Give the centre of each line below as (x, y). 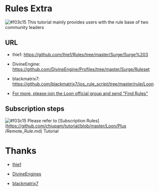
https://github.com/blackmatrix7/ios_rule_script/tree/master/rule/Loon (83, 84)
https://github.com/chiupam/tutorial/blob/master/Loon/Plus (66, 126)
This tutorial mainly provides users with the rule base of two (88, 22)
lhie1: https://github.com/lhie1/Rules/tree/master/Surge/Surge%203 (80, 54)
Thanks (21, 151)
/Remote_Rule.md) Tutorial (32, 131)
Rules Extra (29, 9)
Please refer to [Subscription (57, 120)
